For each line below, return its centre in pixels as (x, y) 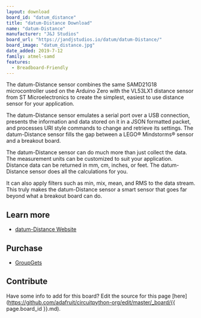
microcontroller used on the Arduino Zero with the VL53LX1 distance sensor (100, 91)
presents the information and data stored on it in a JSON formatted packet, (99, 122)
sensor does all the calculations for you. (79, 172)
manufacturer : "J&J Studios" (43, 34)
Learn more (28, 214)
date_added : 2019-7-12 (34, 51)
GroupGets (28, 262)
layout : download (28, 12)
